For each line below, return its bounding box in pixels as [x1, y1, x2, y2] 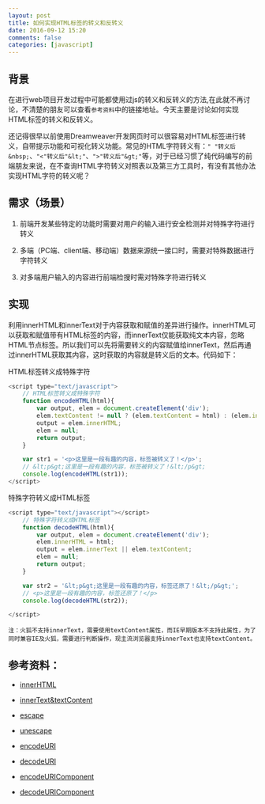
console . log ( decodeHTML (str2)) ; [22, 597, 129, 605]
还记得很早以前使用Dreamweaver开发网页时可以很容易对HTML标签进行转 [8, 131, 246, 141]
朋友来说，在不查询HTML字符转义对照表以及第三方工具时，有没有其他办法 [14, 161, 256, 170]
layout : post [8, 11, 51, 20]
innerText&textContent [19, 696, 93, 705]
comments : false [8, 33, 62, 42]
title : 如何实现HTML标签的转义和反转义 [8, 19, 124, 27]
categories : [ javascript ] [8, 41, 93, 49]
